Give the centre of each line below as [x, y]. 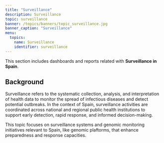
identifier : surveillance [41, 47]
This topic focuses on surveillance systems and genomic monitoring [75, 125]
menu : [11, 33]
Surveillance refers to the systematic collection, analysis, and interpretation [82, 94]
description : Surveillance [33, 14]
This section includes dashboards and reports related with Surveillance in [81, 61]
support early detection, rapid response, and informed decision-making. [79, 115]
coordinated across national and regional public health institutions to [75, 110]
